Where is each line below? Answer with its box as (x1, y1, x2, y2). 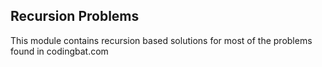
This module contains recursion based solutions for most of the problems (10, 34, 313, 46)
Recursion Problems (10, 8, 140, 25)
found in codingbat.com (10, 45, 109, 57)
